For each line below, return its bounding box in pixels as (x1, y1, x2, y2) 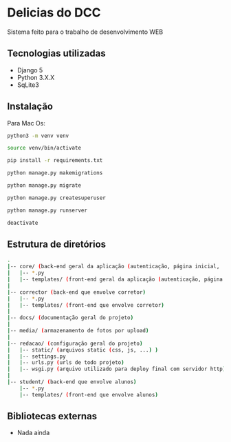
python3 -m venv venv (7, 132, 69, 139)
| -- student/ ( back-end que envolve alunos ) (7, 379, 137, 385)
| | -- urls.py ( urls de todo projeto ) (7, 359, 125, 366)
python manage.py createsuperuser (7, 194, 107, 201)
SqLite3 (16, 81, 39, 89)
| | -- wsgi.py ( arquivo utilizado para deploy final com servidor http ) (7, 365, 226, 373)
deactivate (7, 219, 38, 226)
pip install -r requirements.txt (7, 157, 103, 164)
